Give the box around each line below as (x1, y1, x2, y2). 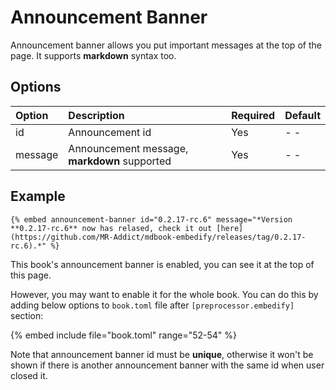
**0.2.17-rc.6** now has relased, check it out (10, 223, 213, 233)
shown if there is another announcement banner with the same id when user (10, 359, 325, 371)
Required (231, 108, 276, 122)
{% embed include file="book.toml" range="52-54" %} (10, 329, 238, 341)
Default (284, 108, 321, 122)
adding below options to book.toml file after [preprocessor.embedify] (10, 299, 295, 311)
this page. (10, 269, 52, 281)
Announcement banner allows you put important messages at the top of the (10, 39, 322, 51)
